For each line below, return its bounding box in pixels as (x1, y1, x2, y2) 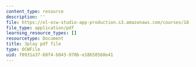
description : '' (6, 14, 45, 20)
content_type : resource (6, 8, 64, 15)
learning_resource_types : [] (6, 30, 77, 36)
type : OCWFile (6, 47, 41, 52)
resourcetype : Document (6, 36, 64, 41)
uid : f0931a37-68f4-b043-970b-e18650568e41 (6, 52, 114, 58)
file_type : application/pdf (6, 24, 75, 31)
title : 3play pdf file (6, 41, 61, 47)
